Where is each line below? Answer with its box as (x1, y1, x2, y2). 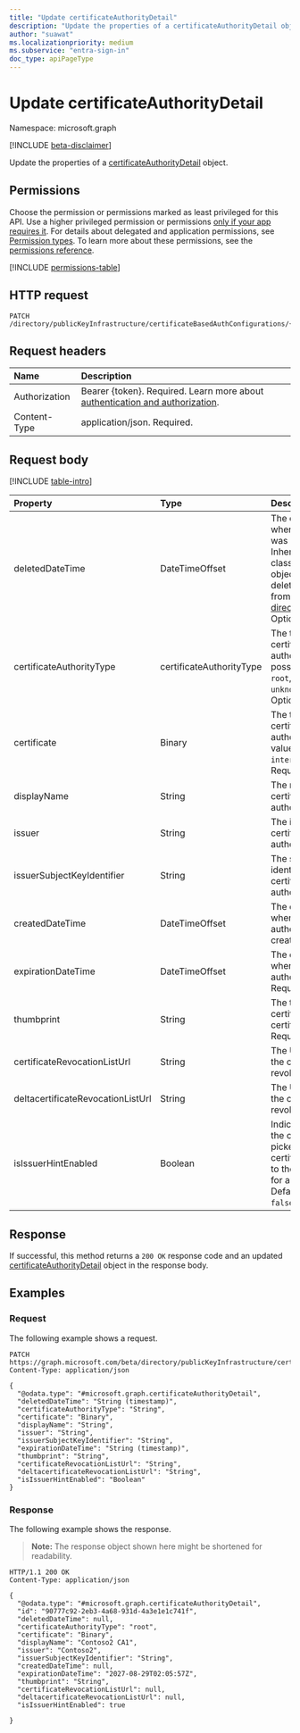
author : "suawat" (9, 29, 74, 38)
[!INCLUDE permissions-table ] (9, 262, 121, 272)
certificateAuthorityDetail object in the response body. (9, 1260, 209, 1271)
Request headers (9, 343, 107, 358)
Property (13, 497, 53, 510)
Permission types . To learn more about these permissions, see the (9, 235, 253, 246)
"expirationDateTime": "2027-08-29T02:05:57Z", (17, 1669, 198, 1679)
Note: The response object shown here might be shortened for (30, 1541, 263, 1552)
